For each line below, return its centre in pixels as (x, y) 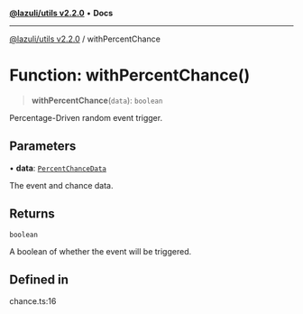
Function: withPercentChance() (130, 75)
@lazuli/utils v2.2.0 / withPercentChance (85, 39)
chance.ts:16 (33, 301)
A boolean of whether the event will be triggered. (101, 251)
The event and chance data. (61, 185)
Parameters (43, 147)
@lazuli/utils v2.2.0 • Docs (61, 13)
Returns (32, 214)
